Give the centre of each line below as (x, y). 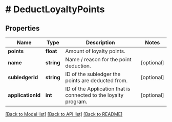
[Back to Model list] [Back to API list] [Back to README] (64, 114)
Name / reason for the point (98, 59)
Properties (23, 28)
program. (76, 102)
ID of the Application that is (98, 89)
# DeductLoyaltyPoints (55, 9)
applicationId (24, 95)
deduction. (78, 66)
